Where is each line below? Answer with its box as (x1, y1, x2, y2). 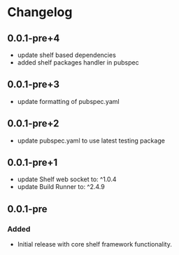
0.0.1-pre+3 (7, 79, 59, 91)
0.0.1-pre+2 (7, 117, 59, 130)
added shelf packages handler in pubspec (17, 58, 139, 67)
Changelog (7, 4, 73, 20)
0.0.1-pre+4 (7, 32, 60, 44)
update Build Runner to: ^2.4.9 (17, 183, 105, 191)
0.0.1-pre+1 (7, 157, 58, 169)
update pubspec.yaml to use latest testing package (17, 136, 166, 145)
